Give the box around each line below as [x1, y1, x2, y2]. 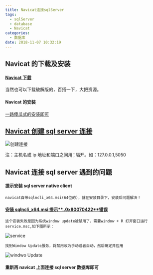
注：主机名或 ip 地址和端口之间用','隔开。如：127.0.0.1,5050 [5, 152, 126, 158]
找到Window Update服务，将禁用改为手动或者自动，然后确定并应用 [5, 243, 124, 248]
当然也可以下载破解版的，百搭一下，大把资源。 [5, 86, 101, 92]
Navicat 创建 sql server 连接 [5, 127, 93, 135]
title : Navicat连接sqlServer [5, 7, 64, 12]
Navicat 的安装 [5, 98, 36, 105]
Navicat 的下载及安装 [5, 59, 71, 68]
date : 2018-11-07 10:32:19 [5, 40, 61, 45]
